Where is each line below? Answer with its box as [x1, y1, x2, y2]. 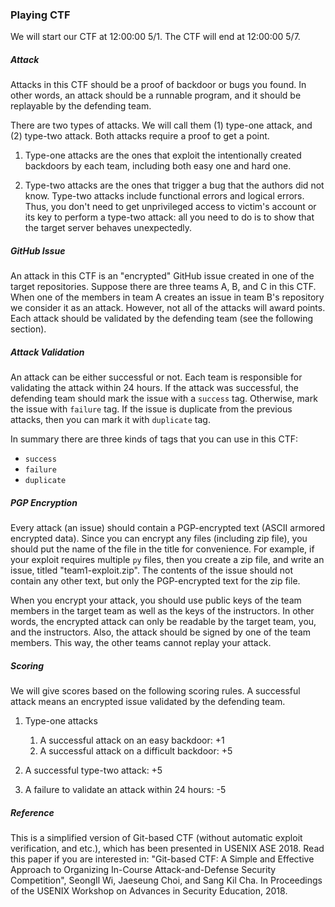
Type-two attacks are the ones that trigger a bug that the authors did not [24, 179, 325, 192]
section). [10, 323, 47, 335]
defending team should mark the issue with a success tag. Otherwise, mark [10, 393, 318, 405]
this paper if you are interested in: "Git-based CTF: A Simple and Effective [10, 853, 315, 865]
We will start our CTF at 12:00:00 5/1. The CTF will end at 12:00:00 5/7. [10, 31, 301, 43]
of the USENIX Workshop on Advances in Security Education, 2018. [10, 885, 288, 897]
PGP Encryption [10, 496, 78, 508]
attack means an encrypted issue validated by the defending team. [10, 696, 286, 708]
